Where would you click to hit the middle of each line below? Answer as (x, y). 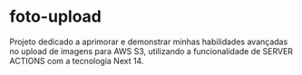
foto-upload (55, 17)
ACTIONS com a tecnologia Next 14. (77, 61)
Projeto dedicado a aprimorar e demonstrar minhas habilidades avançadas (149, 42)
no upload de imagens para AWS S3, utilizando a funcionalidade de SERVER (151, 51)
